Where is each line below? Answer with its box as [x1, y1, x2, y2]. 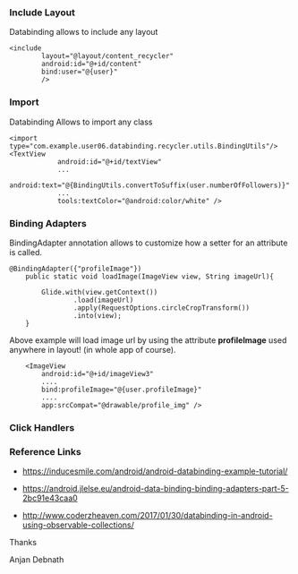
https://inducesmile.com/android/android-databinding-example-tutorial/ [21, 466, 288, 476]
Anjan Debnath [9, 554, 64, 565]
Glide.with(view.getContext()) [41, 287, 158, 296]
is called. [9, 246, 43, 257]
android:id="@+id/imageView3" [41, 369, 154, 378]
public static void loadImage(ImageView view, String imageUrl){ [25, 271, 275, 281]
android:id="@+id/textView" [56, 157, 163, 167]
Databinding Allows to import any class [9, 116, 153, 127]
